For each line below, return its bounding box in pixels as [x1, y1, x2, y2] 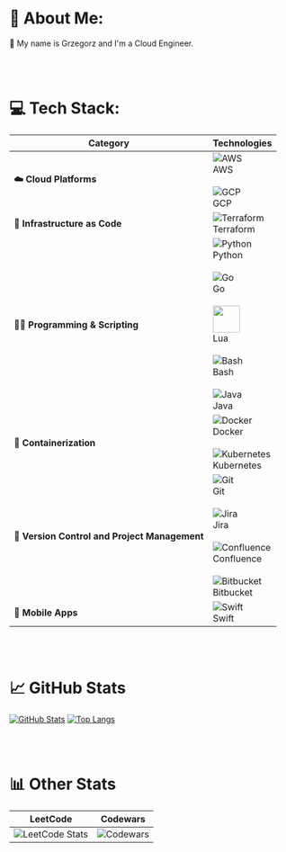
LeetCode [30, 812, 73, 825]
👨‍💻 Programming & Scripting [13, 318, 139, 331]
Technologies [212, 137, 273, 149]
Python [212, 248, 243, 261]
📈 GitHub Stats [9, 678, 127, 698]
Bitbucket [212, 586, 254, 598]
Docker [212, 425, 244, 437]
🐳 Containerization [13, 436, 96, 449]
